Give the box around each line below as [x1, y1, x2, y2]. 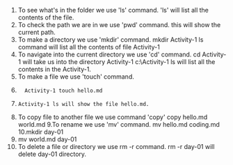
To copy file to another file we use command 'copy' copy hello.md [17, 113, 208, 121]
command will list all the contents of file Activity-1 [17, 43, 161, 51]
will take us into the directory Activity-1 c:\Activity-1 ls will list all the [22, 58, 216, 65]
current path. [17, 28, 56, 36]
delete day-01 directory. [17, 150, 86, 158]
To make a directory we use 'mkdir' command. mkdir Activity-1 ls [17, 36, 204, 44]
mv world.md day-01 [17, 135, 77, 143]
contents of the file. [17, 13, 74, 22]
